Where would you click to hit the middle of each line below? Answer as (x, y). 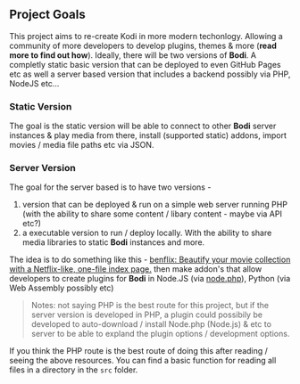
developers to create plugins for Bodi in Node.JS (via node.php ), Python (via (150, 279)
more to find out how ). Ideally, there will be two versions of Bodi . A (133, 55)
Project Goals (48, 15)
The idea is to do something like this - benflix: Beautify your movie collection (150, 260)
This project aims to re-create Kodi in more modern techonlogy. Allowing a (146, 36)
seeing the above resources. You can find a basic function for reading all (143, 361)
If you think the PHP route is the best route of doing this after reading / (138, 351)
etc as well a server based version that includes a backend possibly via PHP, (150, 74)
